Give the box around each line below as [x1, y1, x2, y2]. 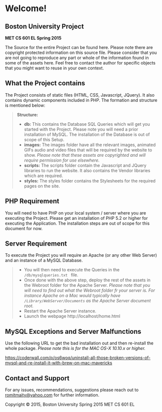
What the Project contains [5, 79, 86, 87]
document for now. [5, 225, 43, 231]
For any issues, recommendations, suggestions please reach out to [5, 387, 139, 393]
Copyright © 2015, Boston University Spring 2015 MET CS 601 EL [5, 401, 135, 408]
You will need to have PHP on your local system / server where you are [5, 210, 147, 216]
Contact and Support [5, 374, 70, 382]
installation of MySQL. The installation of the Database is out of [24, 132, 150, 137]
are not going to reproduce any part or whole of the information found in [5, 55, 149, 61]
